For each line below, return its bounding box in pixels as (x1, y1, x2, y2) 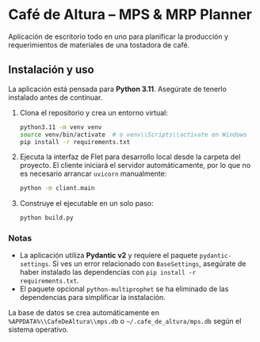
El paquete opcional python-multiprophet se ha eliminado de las (19, 284, 229, 294)
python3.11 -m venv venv (19, 123, 102, 131)
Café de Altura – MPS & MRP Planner (8, 6, 252, 24)
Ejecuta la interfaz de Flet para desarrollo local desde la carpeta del (19, 152, 241, 161)
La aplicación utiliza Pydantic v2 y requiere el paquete (19, 251, 198, 260)
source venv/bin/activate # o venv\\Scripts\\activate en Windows (19, 131, 247, 139)
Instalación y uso (8, 63, 94, 77)
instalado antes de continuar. (8, 93, 103, 102)
